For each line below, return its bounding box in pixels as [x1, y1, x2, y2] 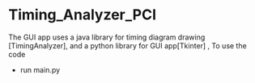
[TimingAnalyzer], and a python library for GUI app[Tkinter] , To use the [8, 40, 247, 50]
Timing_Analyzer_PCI [8, 6, 156, 24]
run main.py [19, 64, 61, 74]
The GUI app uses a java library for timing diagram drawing [8, 32, 206, 42]
